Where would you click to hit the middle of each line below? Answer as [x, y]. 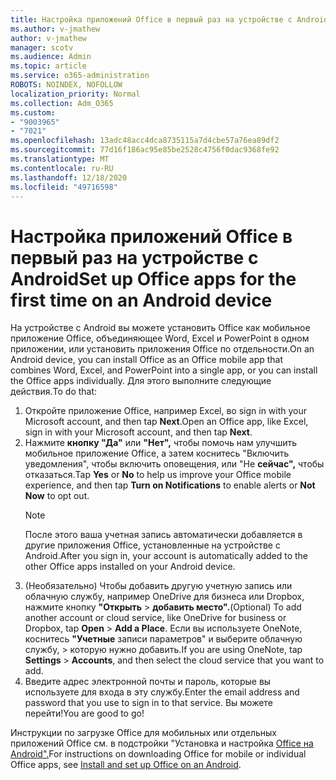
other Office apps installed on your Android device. [130, 567]
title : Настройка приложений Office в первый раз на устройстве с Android [169, 19]
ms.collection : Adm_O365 [62, 103]
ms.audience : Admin [51, 57]
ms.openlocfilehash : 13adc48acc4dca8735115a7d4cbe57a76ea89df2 [145, 141]
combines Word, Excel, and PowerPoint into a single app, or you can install [164, 370]
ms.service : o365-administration [80, 76]
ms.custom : [33, 112]
